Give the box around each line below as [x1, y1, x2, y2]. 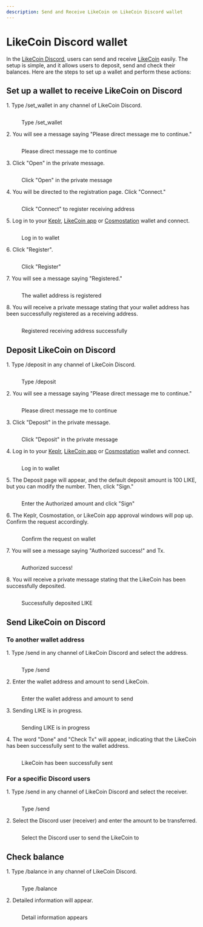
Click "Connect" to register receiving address [21, 205, 135, 213]
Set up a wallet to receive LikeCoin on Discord [6, 86, 183, 96]
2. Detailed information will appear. [6, 897, 93, 904]
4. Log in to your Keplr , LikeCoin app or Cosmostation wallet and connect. [6, 448, 190, 455]
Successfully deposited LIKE [21, 600, 93, 607]
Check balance [6, 852, 65, 862]
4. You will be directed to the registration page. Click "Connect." [6, 188, 166, 196]
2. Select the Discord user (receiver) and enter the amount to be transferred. [6, 817, 197, 824]
